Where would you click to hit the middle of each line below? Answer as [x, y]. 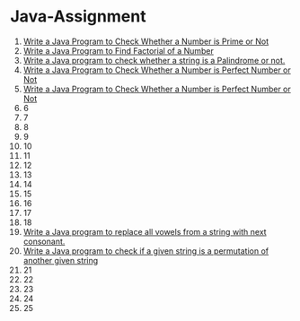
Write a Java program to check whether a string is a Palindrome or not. [154, 60]
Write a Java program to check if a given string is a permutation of [146, 251]
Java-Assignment [78, 17]
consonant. [44, 241]
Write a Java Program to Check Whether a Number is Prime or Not [146, 41]
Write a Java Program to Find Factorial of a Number [119, 50]
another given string [61, 260]
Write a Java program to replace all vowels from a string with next [145, 231]
